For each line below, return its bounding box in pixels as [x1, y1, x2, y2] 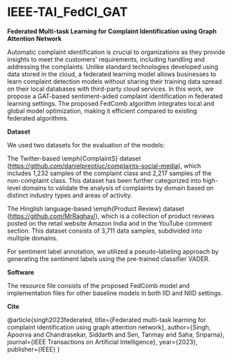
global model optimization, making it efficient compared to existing [7, 107, 197, 115]
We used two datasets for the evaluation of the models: [7, 141, 165, 149]
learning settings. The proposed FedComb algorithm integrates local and [7, 99, 215, 107]
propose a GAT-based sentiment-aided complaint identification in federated [7, 91, 223, 100]
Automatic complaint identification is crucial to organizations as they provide [7, 48, 226, 56]
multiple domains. [7, 233, 58, 242]
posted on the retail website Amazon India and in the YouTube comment [7, 219, 213, 227]
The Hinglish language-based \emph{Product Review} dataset [7, 204, 185, 213]
